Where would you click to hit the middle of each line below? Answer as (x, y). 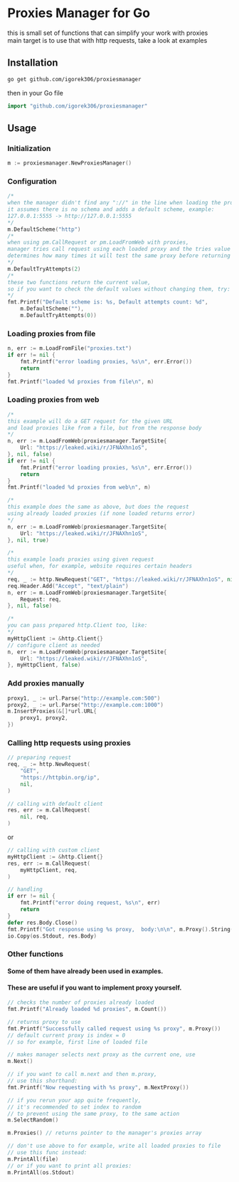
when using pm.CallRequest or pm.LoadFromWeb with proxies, (99, 243)
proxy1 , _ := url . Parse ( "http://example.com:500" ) (84, 698)
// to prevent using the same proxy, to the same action (94, 1114)
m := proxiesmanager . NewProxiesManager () (70, 163)
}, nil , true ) (28, 540)
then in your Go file (36, 93)
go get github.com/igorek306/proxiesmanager (74, 79)
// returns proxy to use (44, 1022)
